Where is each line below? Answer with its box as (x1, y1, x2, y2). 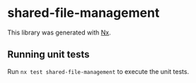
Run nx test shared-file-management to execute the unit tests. (7, 67, 190, 75)
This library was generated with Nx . (7, 28, 111, 37)
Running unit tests (7, 49, 90, 60)
